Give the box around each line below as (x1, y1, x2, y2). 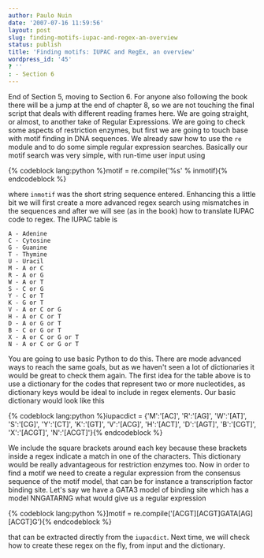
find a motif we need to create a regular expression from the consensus (8, 468, 241, 478)
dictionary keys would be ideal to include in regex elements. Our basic (8, 387, 236, 396)
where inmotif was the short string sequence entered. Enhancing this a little (8, 189, 256, 199)
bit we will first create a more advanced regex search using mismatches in (8, 198, 250, 207)
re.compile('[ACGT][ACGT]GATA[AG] (133, 508, 254, 518)
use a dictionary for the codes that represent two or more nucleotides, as (8, 379, 246, 389)
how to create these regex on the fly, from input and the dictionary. (8, 541, 226, 550)
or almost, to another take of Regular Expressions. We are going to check (8, 117, 246, 126)
